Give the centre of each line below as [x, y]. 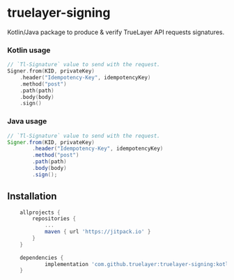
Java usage [27, 121]
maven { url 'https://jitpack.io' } [97, 232]
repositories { [54, 219]
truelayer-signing [59, 13]
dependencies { [42, 258]
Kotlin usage [29, 50]
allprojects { [40, 212]
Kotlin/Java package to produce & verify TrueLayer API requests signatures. [116, 32]
